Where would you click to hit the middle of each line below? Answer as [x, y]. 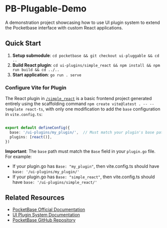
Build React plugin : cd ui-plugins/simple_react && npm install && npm [86, 65]
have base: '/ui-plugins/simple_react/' [55, 182]
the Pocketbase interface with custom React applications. [64, 27]
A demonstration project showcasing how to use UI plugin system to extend [83, 22]
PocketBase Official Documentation [49, 210]
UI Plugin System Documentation [46, 215]
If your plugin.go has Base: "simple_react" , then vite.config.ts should [83, 177]
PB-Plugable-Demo [46, 9]
